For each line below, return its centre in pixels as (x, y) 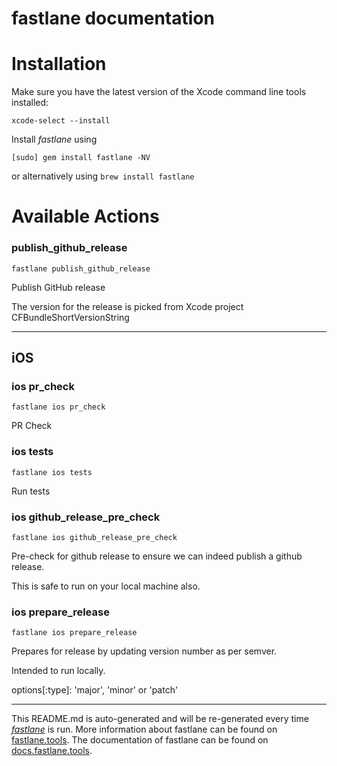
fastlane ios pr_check (58, 407)
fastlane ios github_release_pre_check (94, 537)
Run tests (31, 491)
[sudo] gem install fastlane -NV (81, 158)
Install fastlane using (54, 139)
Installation (59, 64)
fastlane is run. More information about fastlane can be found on (144, 729)
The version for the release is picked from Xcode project (127, 306)
